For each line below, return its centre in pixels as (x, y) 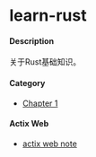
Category (27, 83)
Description (32, 40)
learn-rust (48, 16)
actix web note (50, 144)
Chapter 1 (40, 103)
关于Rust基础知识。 (45, 62)
